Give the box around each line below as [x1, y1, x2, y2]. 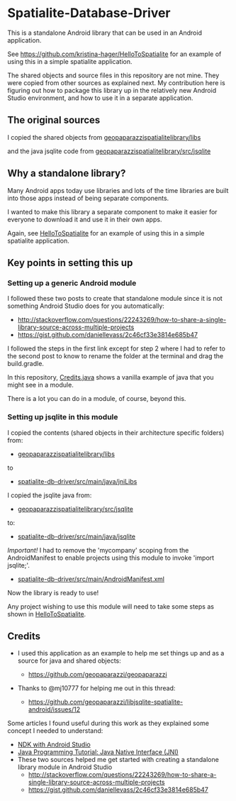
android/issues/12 [28, 705, 81, 714]
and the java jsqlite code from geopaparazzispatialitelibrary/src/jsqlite [7, 147, 211, 155]
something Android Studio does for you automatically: [7, 302, 165, 310]
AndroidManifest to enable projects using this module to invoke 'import [7, 553, 215, 562]
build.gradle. [7, 360, 45, 368]
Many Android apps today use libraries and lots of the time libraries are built [7, 186, 229, 194]
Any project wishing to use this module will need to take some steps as [7, 602, 215, 611]
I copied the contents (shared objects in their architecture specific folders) [7, 428, 225, 437]
